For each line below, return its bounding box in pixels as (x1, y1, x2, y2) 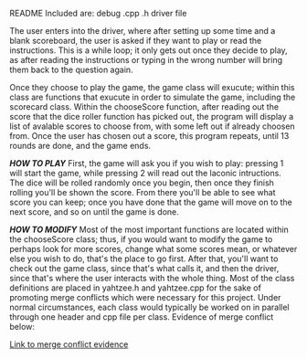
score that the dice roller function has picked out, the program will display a (9, 111, 294, 121)
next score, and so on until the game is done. (9, 206, 180, 217)
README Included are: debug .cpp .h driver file (9, 8, 187, 18)
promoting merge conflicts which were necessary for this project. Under (9, 292, 281, 302)
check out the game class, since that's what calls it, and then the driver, (9, 263, 280, 273)
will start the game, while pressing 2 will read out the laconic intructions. (9, 168, 281, 178)
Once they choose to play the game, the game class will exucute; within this (9, 82, 295, 92)
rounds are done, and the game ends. (9, 141, 152, 151)
